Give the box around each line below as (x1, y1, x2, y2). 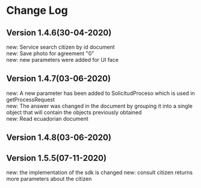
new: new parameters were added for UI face (6, 56, 119, 63)
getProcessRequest (6, 96, 55, 103)
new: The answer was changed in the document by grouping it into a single (6, 102, 193, 109)
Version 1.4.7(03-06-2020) (6, 73, 111, 84)
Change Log (6, 4, 68, 17)
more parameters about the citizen (6, 175, 92, 183)
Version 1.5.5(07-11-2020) (6, 153, 107, 163)
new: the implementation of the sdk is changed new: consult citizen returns (6, 169, 193, 176)
